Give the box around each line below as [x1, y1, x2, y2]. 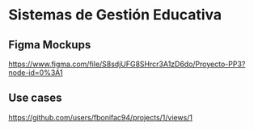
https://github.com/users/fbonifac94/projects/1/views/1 [8, 112, 193, 122]
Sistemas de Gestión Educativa [8, 6, 222, 24]
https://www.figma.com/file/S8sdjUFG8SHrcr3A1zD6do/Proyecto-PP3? [8, 59, 246, 69]
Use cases [8, 91, 62, 105]
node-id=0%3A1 [8, 68, 63, 78]
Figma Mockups [8, 38, 91, 52]
